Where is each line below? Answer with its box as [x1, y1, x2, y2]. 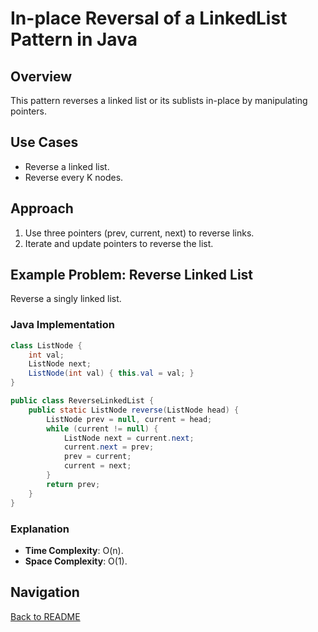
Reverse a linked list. [24, 160, 110, 172]
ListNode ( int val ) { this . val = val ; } [28, 368, 195, 379]
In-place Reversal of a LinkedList [10, 7, 288, 30]
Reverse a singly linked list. [10, 293, 122, 305]
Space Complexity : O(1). [24, 555, 128, 567]
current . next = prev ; [63, 442, 155, 452]
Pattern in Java [10, 28, 138, 51]
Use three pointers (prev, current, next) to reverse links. [24, 227, 255, 239]
